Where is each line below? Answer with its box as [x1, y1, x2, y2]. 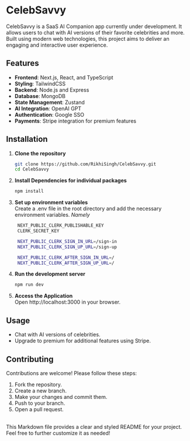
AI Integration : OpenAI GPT [14, 105, 82, 112]
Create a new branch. [14, 387, 67, 394]
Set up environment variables [14, 199, 88, 206]
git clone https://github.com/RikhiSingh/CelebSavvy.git [14, 161, 157, 167]
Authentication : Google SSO [14, 111, 85, 118]
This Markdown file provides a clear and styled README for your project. [6, 423, 182, 430]
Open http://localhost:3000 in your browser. [14, 298, 121, 305]
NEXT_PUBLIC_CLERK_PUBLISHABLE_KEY [17, 223, 104, 228]
